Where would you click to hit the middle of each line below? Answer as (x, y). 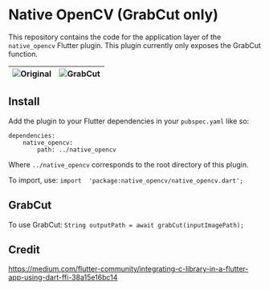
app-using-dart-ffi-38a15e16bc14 (63, 277)
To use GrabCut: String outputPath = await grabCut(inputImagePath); (126, 224)
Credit (24, 250)
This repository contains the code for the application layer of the (115, 37)
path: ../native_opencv (77, 150)
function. (23, 54)
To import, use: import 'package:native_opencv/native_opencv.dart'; (126, 180)
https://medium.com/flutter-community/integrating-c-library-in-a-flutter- (128, 269)
